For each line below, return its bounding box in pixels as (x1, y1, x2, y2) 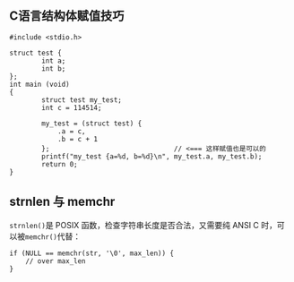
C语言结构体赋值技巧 (9, 8, 125, 24)
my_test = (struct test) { (41, 119, 143, 128)
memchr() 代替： (25, 231, 82, 242)
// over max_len (25, 256, 87, 266)
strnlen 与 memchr (9, 194, 116, 209)
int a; (41, 56, 66, 65)
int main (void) (9, 80, 70, 89)
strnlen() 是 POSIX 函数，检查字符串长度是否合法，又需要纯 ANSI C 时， (9, 219, 278, 230)
